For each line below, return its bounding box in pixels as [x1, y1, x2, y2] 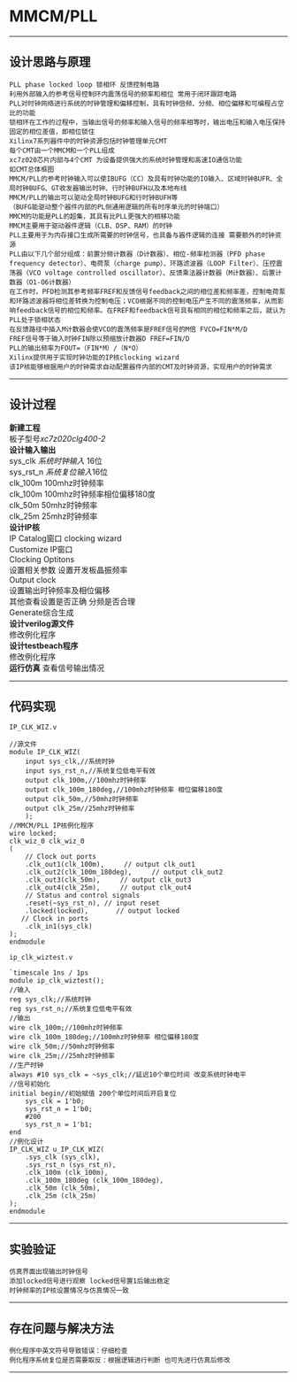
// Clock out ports [25, 853, 97, 861]
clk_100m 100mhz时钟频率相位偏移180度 [9, 489, 156, 499]
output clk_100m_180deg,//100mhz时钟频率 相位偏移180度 [25, 785, 224, 794]
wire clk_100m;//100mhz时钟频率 [9, 1023, 124, 1032]
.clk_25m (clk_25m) [25, 1192, 97, 1201]
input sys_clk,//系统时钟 [25, 757, 115, 767]
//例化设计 [9, 1138, 44, 1147]
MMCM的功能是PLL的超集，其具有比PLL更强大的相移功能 [9, 212, 181, 220]
